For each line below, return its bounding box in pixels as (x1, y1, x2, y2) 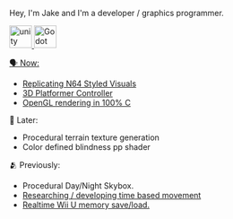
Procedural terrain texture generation (22, 132, 160, 143)
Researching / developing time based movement (22, 190, 202, 200)
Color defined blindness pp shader (22, 142, 151, 152)
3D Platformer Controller (22, 88, 114, 98)
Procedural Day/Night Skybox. (22, 180, 134, 191)
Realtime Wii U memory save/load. (22, 199, 151, 210)
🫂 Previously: (9, 160, 61, 170)
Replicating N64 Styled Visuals (22, 78, 137, 89)
